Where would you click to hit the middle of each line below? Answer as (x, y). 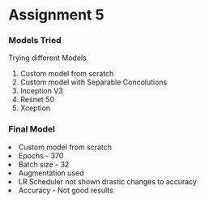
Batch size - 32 (44, 164)
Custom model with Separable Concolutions (94, 82)
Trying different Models (47, 58)
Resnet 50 (37, 100)
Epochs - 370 (41, 155)
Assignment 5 (56, 15)
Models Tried (35, 41)
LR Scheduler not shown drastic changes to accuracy (108, 181)
